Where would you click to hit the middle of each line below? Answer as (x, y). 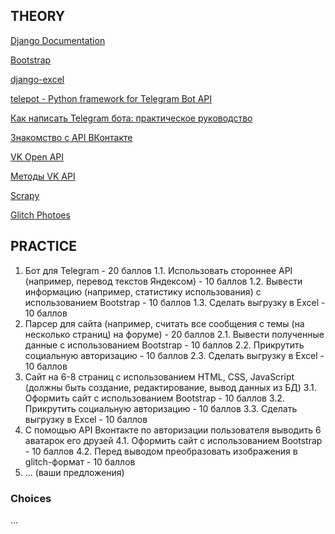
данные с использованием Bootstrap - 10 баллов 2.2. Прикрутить (164, 345)
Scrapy (25, 195)
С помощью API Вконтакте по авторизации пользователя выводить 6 (173, 430)
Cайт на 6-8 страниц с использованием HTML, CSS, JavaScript (159, 376)
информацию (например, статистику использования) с (143, 291)
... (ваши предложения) (74, 472)
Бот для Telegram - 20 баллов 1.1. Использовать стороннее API (158, 270)
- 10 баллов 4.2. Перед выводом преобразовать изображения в (161, 451)
